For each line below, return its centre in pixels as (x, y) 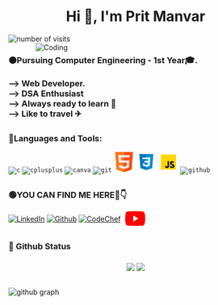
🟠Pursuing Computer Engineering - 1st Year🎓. (103, 60)
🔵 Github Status (40, 246)
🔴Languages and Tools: (55, 139)
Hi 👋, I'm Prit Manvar (136, 17)
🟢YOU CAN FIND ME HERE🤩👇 (68, 195)
